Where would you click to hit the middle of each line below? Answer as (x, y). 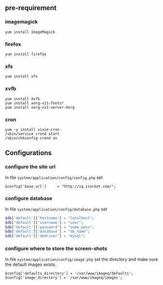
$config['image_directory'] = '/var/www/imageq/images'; (64, 277)
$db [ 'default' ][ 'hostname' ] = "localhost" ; (50, 218)
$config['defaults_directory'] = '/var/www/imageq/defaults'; (69, 273)
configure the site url (30, 167)
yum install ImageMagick (30, 32)
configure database (29, 198)
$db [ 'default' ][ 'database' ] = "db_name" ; (48, 232)
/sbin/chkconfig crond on (31, 138)
